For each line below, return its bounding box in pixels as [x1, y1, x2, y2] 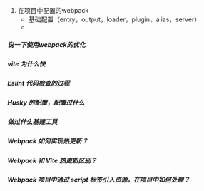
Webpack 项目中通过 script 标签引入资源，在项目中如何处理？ [7, 175, 190, 184]
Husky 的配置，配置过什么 [7, 98, 85, 107]
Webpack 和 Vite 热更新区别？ [7, 156, 98, 165]
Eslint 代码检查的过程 [7, 79, 70, 88]
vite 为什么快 [7, 59, 46, 68]
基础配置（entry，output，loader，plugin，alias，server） [28, 15, 201, 24]
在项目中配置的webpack [17, 6, 89, 14]
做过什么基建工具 [7, 118, 58, 126]
